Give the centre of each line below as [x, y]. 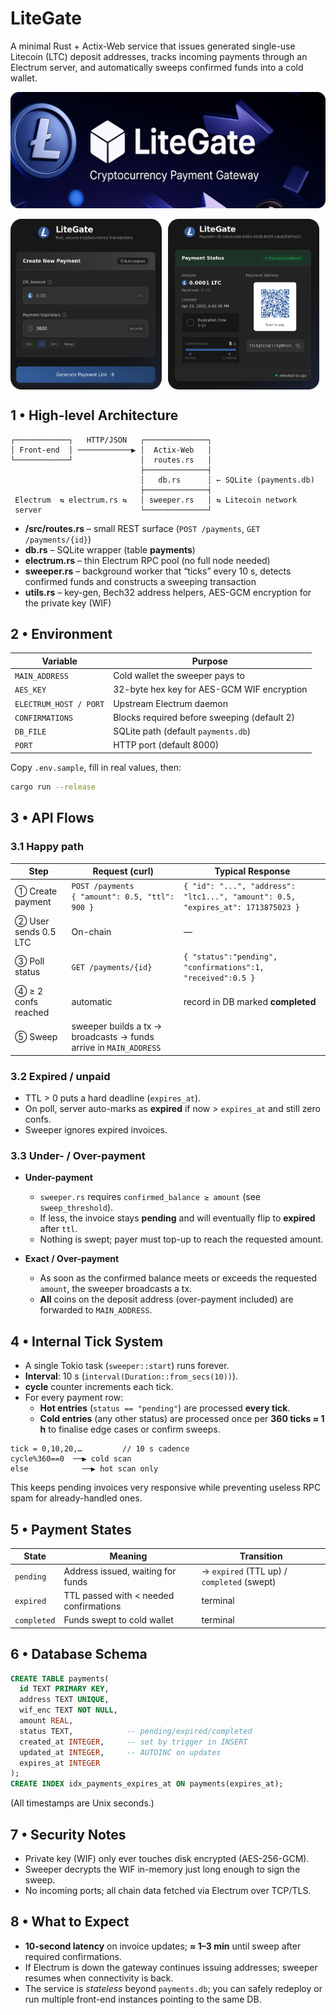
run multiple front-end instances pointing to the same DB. [143, 1999]
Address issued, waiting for [120, 1571]
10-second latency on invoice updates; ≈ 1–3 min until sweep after [163, 1946]
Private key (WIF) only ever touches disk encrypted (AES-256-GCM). [167, 1858]
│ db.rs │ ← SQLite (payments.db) [227, 480]
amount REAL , [46, 1721]
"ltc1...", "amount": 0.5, [239, 897]
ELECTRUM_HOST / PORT [59, 704]
